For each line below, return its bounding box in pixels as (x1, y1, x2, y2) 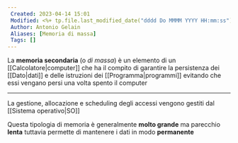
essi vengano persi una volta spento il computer (7, 79, 147, 87)
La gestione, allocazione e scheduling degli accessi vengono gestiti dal (7, 99, 215, 108)
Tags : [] (10, 37, 37, 44)
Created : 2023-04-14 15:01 (10, 10, 91, 18)
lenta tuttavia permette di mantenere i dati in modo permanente (7, 128, 194, 137)
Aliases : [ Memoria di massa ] (10, 30, 97, 38)
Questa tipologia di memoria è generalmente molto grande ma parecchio (7, 120, 221, 129)
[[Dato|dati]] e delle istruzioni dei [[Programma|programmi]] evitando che (7, 71, 222, 80)
